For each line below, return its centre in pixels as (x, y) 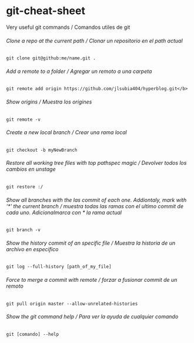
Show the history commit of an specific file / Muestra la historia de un (91, 243)
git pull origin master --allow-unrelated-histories (72, 304)
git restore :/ (25, 187)
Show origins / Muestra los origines (49, 102)
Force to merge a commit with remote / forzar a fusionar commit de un (92, 279)
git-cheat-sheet (46, 11)
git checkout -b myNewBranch (42, 150)
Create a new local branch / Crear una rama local (67, 132)
